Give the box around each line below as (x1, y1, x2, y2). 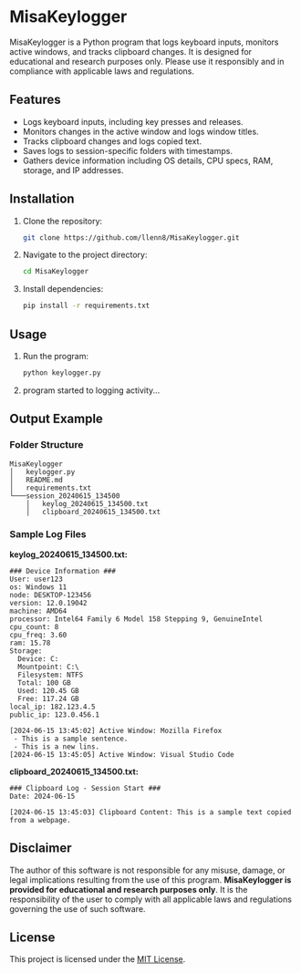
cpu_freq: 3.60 (9, 630, 67, 639)
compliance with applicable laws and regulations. (9, 66, 194, 77)
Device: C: (17, 654, 59, 663)
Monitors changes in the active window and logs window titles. (22, 126, 259, 137)
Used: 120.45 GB (17, 686, 79, 695)
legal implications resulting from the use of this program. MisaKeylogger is (9, 874, 292, 885)
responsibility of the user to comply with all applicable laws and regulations (9, 894, 292, 905)
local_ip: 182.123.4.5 (9, 702, 96, 711)
